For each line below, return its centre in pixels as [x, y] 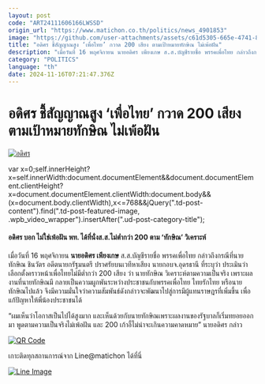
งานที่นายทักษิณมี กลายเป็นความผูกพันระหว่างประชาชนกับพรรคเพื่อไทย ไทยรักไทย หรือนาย [125, 282]
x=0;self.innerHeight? [55, 169]
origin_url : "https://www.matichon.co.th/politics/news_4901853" [118, 30]
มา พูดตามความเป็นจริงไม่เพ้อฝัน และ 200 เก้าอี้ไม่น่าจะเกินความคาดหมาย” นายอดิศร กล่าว [125, 324]
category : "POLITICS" [44, 60]
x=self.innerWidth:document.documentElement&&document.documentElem [131, 177]
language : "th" [33, 67]
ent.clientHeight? [36, 186]
